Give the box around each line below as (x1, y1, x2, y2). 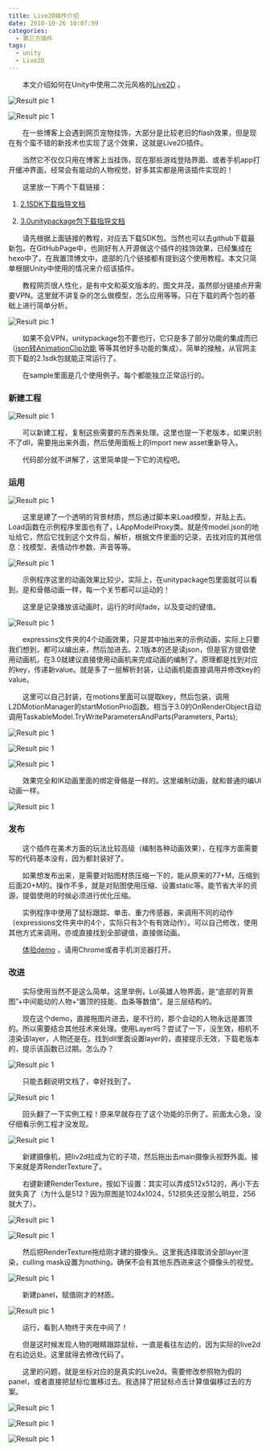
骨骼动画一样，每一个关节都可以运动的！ (35, 585, 170, 595)
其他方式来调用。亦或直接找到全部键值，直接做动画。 (8, 927, 185, 937)
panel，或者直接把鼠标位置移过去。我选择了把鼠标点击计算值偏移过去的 (8, 1377, 245, 1387)
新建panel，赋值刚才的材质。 (22, 1290, 119, 1300)
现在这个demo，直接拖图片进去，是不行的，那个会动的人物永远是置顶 (22, 1014, 253, 1024)
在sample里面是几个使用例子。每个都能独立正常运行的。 (22, 370, 209, 380)
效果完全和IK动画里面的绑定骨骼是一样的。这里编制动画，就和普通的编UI (22, 776, 262, 786)
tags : (8, 42, 27, 50)
